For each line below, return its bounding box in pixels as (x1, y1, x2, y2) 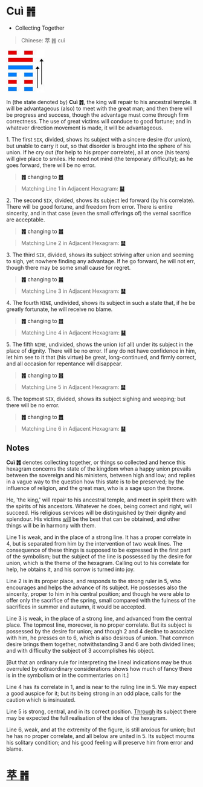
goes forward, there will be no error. (6, 162, 96, 169)
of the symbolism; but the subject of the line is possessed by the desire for (6, 553, 193, 560)
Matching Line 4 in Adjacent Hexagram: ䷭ (21, 329, 126, 336)
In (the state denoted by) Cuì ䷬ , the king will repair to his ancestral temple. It (6, 99, 197, 106)
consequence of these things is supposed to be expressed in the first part (6, 546, 191, 554)
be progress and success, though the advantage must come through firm (6, 111, 189, 119)
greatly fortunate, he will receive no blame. (6, 305, 113, 313)
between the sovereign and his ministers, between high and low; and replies (6, 472, 196, 479)
